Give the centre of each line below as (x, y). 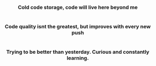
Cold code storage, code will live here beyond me (78, 7)
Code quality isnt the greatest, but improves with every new (78, 26)
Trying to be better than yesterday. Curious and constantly (78, 52)
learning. (78, 58)
